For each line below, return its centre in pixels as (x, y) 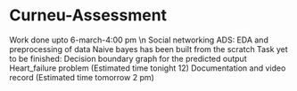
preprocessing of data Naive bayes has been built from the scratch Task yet (148, 49)
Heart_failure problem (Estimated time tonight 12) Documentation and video (148, 68)
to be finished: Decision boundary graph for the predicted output (128, 58)
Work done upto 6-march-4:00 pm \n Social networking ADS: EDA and (139, 40)
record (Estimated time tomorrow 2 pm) (82, 77)
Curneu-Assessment (88, 15)
